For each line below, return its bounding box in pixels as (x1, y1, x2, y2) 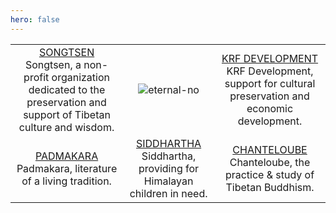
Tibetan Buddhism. (225, 180, 315, 194)
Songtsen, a (24, 57, 82, 71)
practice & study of (224, 167, 315, 181)
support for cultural (224, 76, 316, 90)
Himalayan (143, 174, 194, 188)
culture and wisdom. (18, 120, 115, 134)
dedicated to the (28, 82, 106, 96)
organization (51, 70, 111, 84)
